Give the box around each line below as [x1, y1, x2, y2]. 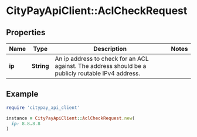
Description [93, 45, 127, 53]
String [31, 62, 49, 70]
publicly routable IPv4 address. [55, 69, 141, 77]
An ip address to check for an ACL [55, 54, 150, 63]
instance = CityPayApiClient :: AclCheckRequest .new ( [6, 115, 135, 121]
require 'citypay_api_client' [6, 104, 80, 111]
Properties [6, 28, 46, 37]
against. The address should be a [55, 62, 147, 70]
